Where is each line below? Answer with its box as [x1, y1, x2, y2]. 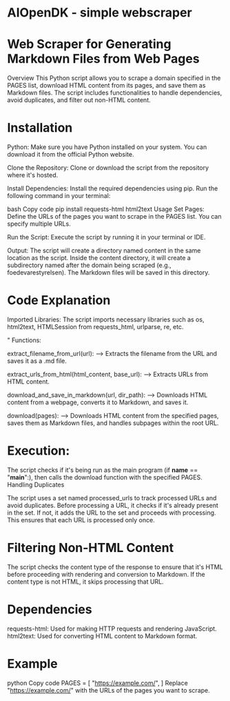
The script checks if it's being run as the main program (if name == [7, 466, 198, 474]
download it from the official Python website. [7, 150, 134, 159]
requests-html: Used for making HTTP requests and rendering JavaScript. [7, 624, 217, 633]
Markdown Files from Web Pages [7, 51, 200, 67]
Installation [7, 120, 73, 136]
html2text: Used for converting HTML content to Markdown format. [7, 631, 198, 640]
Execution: [7, 443, 70, 459]
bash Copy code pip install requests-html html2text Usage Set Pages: [7, 205, 205, 213]
